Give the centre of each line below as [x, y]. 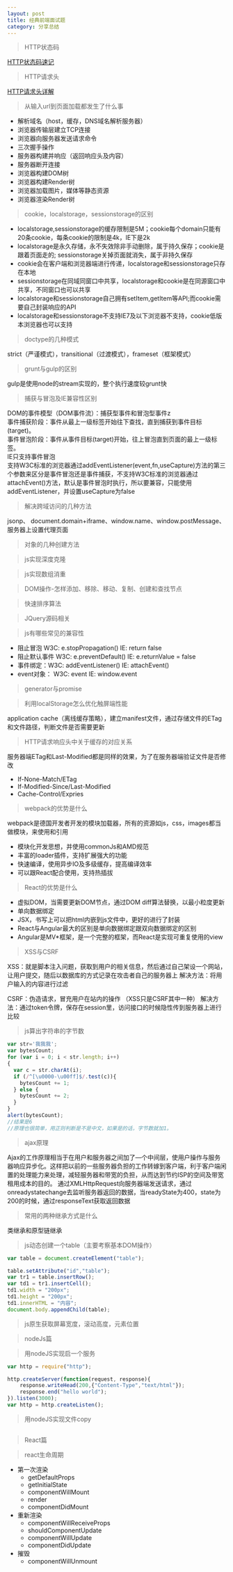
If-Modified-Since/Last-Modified [64, 787]
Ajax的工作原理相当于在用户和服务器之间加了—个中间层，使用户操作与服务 [114, 1157]
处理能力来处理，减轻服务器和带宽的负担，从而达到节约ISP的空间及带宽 [121, 1174]
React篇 [35, 1440]
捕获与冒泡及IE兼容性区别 [61, 399]
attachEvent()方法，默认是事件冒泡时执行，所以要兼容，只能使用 [100, 483]
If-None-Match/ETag [47, 779]
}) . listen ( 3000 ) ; [32, 1399]
